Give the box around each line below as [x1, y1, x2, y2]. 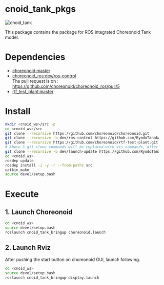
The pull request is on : [12, 78, 59, 84]
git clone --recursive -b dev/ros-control [5, 136, 93, 141]
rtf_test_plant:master [12, 88, 54, 94]
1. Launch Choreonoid [5, 208, 73, 216]
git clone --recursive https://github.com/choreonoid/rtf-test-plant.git [5, 140, 159, 145]
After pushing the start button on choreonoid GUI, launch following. [5, 256, 141, 262]
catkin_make [5, 167, 29, 172]
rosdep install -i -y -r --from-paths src [5, 163, 93, 167]
